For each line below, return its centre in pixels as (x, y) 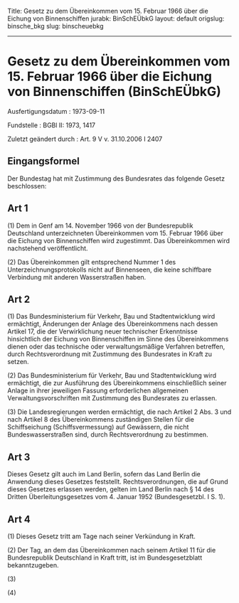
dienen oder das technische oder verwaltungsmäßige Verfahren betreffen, (116, 347)
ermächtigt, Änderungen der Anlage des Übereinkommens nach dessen (113, 324)
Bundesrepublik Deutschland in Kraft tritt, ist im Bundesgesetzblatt (105, 557)
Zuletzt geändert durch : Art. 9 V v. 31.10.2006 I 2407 (85, 139)
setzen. (18, 362)
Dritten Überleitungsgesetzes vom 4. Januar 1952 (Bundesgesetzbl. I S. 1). (116, 497)
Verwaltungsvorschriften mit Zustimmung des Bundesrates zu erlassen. (112, 398)
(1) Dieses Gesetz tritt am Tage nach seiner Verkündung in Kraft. (101, 536)
